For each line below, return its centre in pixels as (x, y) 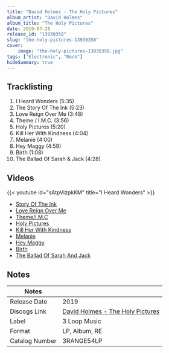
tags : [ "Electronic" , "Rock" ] (45, 57)
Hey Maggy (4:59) (38, 146)
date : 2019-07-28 (29, 29)
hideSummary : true (30, 62)
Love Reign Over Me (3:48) (49, 114)
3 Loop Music (82, 321)
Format (20, 331)
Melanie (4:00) (34, 140)
